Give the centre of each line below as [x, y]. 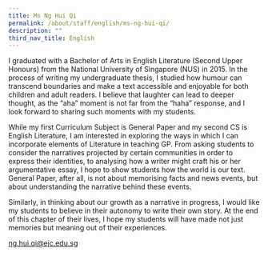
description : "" [35, 30]
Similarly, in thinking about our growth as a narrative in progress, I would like [134, 202]
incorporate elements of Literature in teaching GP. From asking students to [131, 144]
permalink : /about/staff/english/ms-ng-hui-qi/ [89, 23]
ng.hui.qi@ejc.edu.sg [43, 243]
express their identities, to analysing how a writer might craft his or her [125, 162]
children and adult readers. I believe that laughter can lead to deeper [121, 95]
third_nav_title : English [51, 38]
